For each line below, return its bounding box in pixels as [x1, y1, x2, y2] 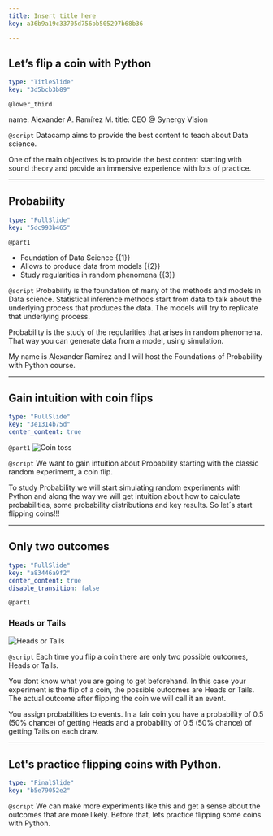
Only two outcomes [8, 539, 110, 553]
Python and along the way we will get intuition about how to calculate [8, 492, 240, 501]
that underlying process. [8, 311, 91, 321]
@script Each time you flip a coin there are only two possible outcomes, [8, 652, 249, 661]
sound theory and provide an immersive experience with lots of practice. [8, 163, 252, 173]
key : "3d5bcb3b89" [8, 86, 71, 94]
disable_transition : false [8, 584, 100, 592]
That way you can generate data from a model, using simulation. [8, 336, 224, 345]
